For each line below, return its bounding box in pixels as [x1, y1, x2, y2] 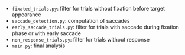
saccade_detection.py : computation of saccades [11, 18, 130, 24]
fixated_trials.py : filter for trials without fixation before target [11, 5, 165, 12]
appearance [11, 11, 41, 18]
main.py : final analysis [11, 42, 66, 49]
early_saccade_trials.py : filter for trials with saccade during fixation [11, 23, 179, 30]
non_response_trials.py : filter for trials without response [11, 36, 150, 43]
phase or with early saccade [11, 30, 82, 37]
